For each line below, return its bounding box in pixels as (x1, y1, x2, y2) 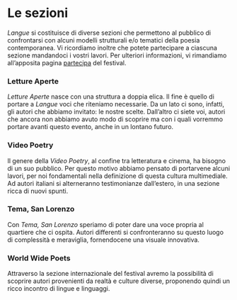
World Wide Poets (7, 253, 71, 263)
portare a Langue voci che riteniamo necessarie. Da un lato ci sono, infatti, (7, 100, 225, 109)
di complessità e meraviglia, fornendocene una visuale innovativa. (7, 235, 200, 244)
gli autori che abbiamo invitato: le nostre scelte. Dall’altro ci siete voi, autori (7, 108, 226, 116)
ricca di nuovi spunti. (7, 187, 69, 195)
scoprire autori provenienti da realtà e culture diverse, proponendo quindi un (7, 277, 231, 285)
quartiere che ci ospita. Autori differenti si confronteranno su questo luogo (7, 228, 224, 236)
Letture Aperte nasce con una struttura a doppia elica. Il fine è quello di (7, 92, 214, 101)
